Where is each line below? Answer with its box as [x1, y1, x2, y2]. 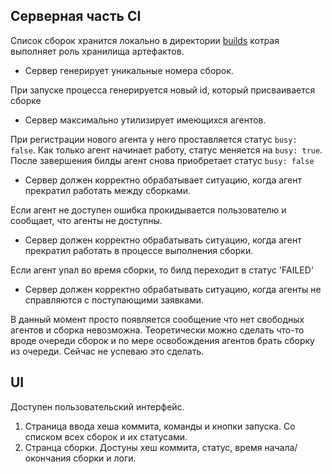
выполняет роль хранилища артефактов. [10, 45, 185, 57]
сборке [10, 94, 42, 106]
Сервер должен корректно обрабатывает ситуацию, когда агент [24, 174, 302, 186]
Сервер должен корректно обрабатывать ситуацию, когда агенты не [24, 283, 322, 295]
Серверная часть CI [10, 8, 142, 25]
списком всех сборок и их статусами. [24, 430, 188, 443]
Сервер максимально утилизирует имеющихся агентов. [24, 114, 267, 126]
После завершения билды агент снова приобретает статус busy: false [10, 154, 315, 166]
